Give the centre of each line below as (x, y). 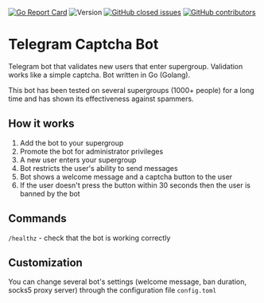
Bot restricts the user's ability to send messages (99, 168)
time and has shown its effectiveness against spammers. (101, 99)
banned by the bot (50, 193)
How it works (41, 124)
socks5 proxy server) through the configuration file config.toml (113, 290)
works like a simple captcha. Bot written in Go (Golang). (99, 75)
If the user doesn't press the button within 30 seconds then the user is (135, 185)
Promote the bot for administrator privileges (91, 151)
